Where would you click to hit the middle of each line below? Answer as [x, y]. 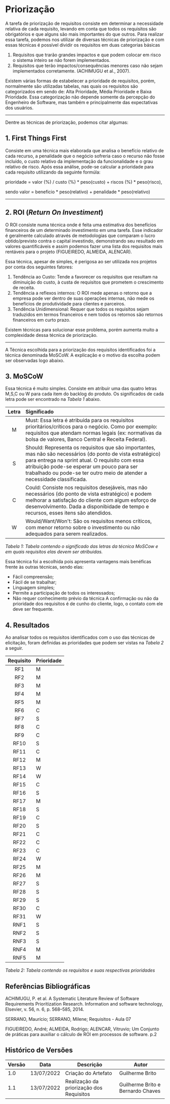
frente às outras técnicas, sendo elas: [45, 567]
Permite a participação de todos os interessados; [64, 593]
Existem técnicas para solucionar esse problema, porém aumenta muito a [82, 330]
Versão [17, 1064]
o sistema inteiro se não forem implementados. [61, 60]
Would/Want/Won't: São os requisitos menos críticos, [89, 521]
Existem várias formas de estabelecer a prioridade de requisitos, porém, [80, 81]
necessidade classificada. [56, 479]
